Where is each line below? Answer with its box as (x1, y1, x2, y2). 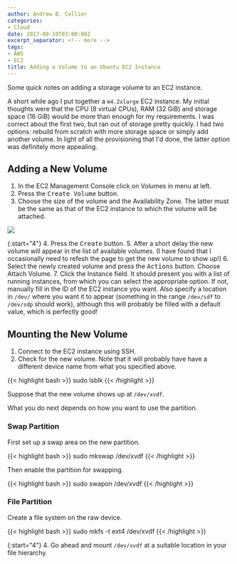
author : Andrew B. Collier (7, 10, 88, 18)
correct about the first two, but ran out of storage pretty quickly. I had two (7, 119, 224, 128)
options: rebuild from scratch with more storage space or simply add (7, 127, 209, 135)
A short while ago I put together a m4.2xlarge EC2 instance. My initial (7, 97, 210, 106)
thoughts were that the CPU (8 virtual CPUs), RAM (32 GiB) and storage (7, 104, 218, 113)
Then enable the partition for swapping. (7, 465, 124, 474)
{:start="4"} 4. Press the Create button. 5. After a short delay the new (7, 240, 214, 248)
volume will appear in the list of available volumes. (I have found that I (7, 247, 211, 255)
